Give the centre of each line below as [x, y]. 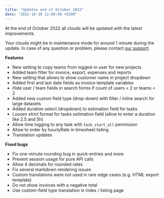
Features [14, 57]
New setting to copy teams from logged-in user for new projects [77, 67]
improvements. [20, 33]
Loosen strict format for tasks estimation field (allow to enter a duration [83, 114]
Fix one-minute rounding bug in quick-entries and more [68, 154]
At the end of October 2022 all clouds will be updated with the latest [74, 28]
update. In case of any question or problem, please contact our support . [78, 48]
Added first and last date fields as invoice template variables [73, 83]
